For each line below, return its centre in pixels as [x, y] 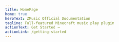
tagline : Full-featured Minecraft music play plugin [60, 23]
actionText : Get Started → [32, 28]
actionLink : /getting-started [36, 32]
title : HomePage [21, 9]
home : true [16, 14]
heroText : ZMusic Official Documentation [48, 18]
